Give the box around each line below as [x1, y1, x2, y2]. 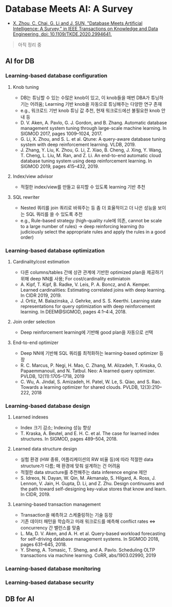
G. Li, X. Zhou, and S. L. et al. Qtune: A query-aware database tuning [20, 136, 166, 142]
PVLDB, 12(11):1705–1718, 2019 [20, 373, 85, 379]
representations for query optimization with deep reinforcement [20, 303, 155, 309]
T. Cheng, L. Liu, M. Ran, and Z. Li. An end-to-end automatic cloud [20, 152, 161, 158]
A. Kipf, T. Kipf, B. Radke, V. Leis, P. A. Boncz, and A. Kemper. [20, 281, 150, 288]
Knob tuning [12, 84, 39, 90]
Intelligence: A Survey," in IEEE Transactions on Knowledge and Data [12, 25, 158, 31]
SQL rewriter [12, 194, 40, 200]
